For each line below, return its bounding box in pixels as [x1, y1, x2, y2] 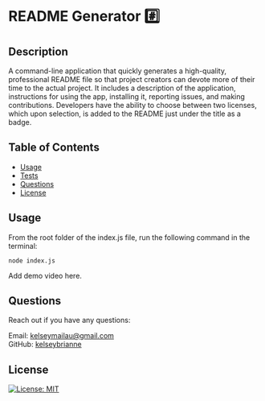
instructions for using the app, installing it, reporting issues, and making [8, 92, 245, 101]
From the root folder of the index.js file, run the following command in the [8, 232, 251, 242]
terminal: [8, 241, 38, 250]
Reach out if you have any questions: [8, 316, 131, 325]
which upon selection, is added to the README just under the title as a [8, 109, 241, 118]
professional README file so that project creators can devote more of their [8, 75, 255, 84]
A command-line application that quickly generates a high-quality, [8, 66, 227, 76]
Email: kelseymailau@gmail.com [8, 331, 115, 341]
